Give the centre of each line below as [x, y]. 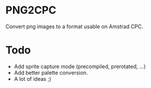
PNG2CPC [31, 10]
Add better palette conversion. [51, 72]
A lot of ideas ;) [32, 79]
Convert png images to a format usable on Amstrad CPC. [74, 26]
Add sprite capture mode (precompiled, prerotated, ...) [80, 66]
